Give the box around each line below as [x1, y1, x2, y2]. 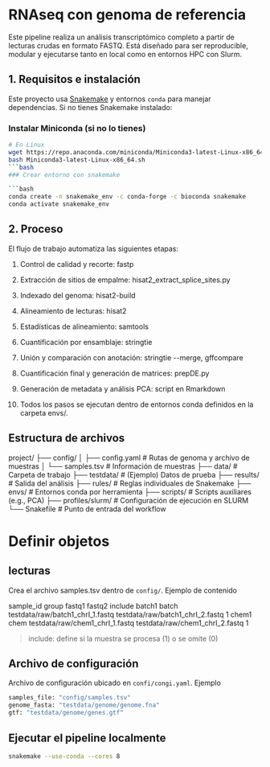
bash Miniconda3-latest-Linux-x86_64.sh [8, 155, 146, 164]
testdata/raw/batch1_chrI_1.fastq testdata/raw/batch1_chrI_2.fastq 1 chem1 [8, 609, 252, 619]
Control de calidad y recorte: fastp [19, 259, 134, 269]
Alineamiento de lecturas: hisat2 [19, 306, 127, 315]
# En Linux [8, 141, 45, 150]
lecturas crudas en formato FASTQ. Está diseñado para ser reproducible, [8, 40, 249, 50]
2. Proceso [8, 223, 63, 236]
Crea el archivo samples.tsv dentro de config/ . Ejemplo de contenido [8, 585, 237, 595]
